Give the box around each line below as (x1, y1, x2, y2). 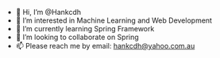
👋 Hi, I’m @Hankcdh (15, 8, 82, 16)
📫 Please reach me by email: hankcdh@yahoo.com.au (15, 42, 195, 50)
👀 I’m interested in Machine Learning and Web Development (15, 16, 213, 25)
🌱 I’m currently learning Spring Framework (15, 24, 155, 33)
